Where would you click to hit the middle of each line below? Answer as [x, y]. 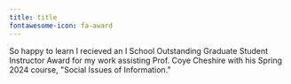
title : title [33, 17]
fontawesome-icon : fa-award [61, 26]
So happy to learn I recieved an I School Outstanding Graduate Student [139, 50]
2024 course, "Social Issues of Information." [90, 69]
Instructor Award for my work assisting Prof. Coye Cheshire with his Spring [145, 60]
